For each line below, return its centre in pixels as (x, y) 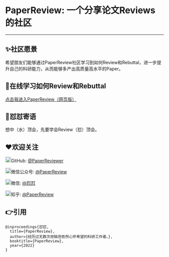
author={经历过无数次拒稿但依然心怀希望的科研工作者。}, (61, 237)
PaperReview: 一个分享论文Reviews (80, 10)
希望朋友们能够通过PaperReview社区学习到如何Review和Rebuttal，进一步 (81, 62)
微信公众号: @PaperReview (39, 172)
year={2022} (22, 245)
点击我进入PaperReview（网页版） (41, 99)
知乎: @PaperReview (32, 195)
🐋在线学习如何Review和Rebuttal (56, 86)
